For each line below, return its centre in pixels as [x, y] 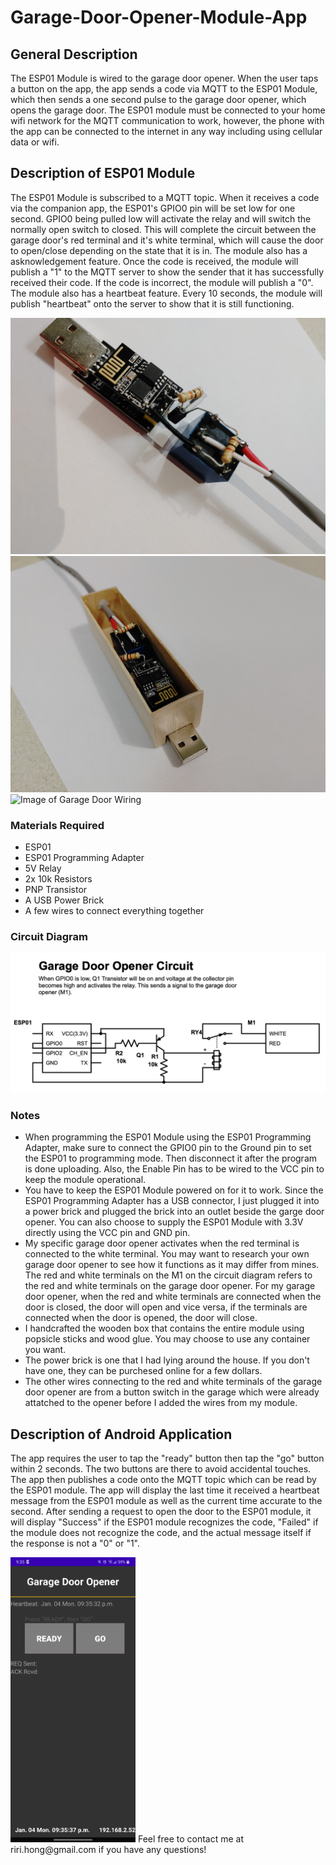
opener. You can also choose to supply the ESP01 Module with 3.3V [164, 1222]
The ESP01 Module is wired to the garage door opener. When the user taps [164, 78]
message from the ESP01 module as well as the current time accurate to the [166, 1500]
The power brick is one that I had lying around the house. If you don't [167, 1360]
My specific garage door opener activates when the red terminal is [162, 1243]
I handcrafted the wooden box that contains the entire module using [164, 1328]
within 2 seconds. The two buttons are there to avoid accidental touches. [161, 1468]
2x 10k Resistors [58, 879]
